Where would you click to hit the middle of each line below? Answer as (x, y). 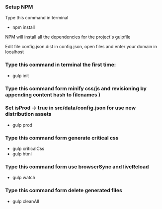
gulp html (22, 154)
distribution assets (28, 114)
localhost (14, 52)
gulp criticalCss (28, 149)
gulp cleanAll (26, 201)
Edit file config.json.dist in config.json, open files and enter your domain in (81, 47)
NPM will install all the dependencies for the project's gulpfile (68, 37)
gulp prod (22, 125)
